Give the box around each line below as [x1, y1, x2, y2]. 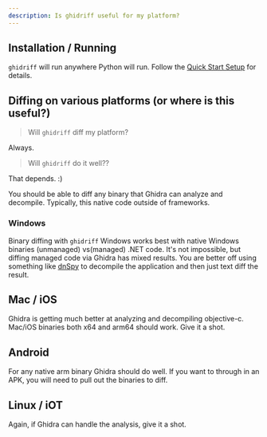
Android [8, 345, 49, 359]
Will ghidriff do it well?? [27, 159, 110, 168]
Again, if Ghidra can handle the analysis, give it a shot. [8, 419, 187, 429]
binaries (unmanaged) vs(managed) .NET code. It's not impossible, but [8, 244, 241, 254]
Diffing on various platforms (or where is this [8, 93, 235, 108]
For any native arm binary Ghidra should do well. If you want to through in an [8, 367, 260, 376]
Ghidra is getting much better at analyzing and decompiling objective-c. [8, 314, 245, 324]
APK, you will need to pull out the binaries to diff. [8, 376, 168, 385]
